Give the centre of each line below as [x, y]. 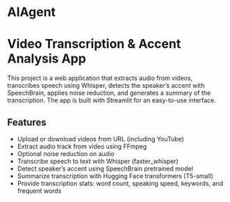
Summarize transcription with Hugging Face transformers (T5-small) [115, 176]
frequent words [39, 191]
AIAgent [32, 12]
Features [27, 122]
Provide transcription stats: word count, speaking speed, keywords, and [120, 183]
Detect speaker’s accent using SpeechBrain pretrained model [105, 169]
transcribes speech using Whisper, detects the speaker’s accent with [106, 86]
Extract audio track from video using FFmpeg [82, 146]
